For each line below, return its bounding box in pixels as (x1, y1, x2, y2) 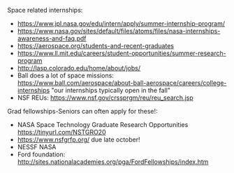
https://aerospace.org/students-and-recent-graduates (17, 42, 175, 50)
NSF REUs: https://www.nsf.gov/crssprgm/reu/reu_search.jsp (17, 93, 193, 102)
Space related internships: (7, 6, 83, 14)
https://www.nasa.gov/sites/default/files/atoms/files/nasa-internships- (17, 27, 221, 35)
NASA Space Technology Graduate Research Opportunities (17, 121, 189, 128)
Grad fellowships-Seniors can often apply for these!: (7, 107, 159, 115)
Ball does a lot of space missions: (17, 71, 114, 80)
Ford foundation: (17, 150, 66, 158)
